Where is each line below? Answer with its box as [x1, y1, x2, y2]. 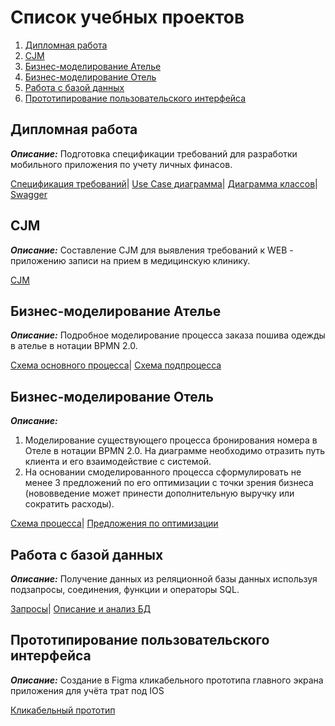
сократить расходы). [24, 498, 115, 510]
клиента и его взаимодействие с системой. [24, 456, 212, 468]
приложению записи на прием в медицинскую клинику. [10, 254, 251, 266]
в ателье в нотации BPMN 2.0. [10, 340, 138, 352]
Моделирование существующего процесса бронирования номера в [24, 434, 318, 446]
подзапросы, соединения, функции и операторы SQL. [10, 584, 240, 595]
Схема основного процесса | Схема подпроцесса [10, 359, 222, 371]
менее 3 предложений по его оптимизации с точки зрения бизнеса [24, 477, 314, 489]
